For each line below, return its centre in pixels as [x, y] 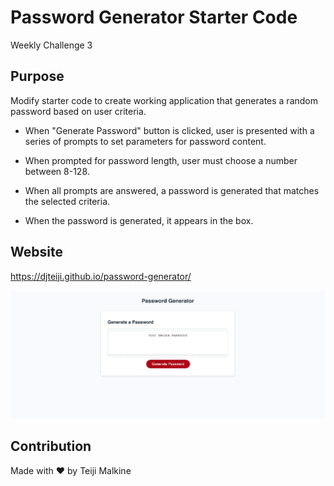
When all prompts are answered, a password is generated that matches [172, 190]
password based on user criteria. [78, 111]
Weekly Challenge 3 [51, 45]
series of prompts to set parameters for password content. [145, 141]
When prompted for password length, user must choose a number [161, 160]
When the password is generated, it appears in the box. [139, 220]
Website [36, 252]
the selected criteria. [67, 201]
